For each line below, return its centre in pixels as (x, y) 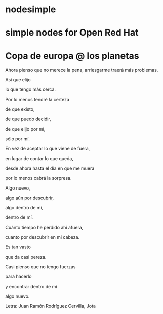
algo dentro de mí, (24, 208)
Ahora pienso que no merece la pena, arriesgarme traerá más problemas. (82, 70)
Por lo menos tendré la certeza (37, 100)
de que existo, (20, 109)
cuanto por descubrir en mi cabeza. (43, 237)
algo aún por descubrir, (30, 198)
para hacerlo (18, 277)
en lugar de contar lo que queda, (39, 159)
